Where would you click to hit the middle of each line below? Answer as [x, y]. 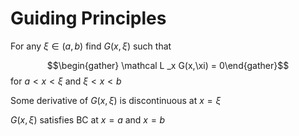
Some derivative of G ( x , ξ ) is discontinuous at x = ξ [116, 100]
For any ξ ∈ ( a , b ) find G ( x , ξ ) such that [91, 46]
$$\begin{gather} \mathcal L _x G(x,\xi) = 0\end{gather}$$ [168, 65]
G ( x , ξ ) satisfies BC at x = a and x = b [88, 119]
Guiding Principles [88, 18]
